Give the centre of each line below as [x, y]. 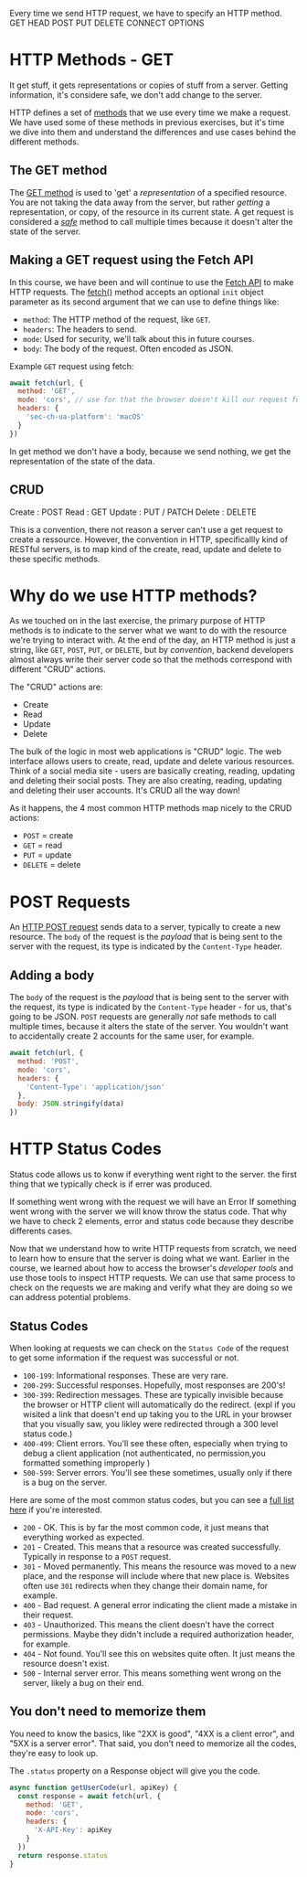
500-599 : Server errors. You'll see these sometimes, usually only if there [157, 1472]
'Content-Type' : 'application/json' [96, 1087]
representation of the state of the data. [82, 461]
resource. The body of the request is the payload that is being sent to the [146, 937]
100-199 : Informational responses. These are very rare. [125, 1375]
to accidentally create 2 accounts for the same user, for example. [132, 1036]
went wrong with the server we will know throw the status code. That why [148, 1211]
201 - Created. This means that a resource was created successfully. [152, 1546]
